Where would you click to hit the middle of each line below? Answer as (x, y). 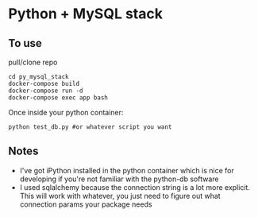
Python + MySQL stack (85, 14)
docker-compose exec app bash (58, 98)
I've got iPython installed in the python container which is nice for (127, 170)
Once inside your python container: (66, 112)
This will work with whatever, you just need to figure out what (120, 196)
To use (25, 43)
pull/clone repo (33, 62)
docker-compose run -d (46, 91)
